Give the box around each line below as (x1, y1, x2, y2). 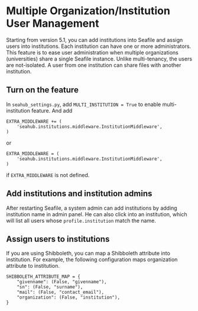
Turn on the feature (6, 85, 79, 95)
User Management (6, 17, 99, 30)
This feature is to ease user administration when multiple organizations (6, 49, 179, 56)
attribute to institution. (6, 262, 60, 270)
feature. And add (31, 107, 73, 114)
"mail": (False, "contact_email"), (17, 289, 105, 296)
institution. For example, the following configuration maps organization (6, 256, 178, 263)
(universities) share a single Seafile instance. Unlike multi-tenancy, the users (6, 55, 193, 62)
